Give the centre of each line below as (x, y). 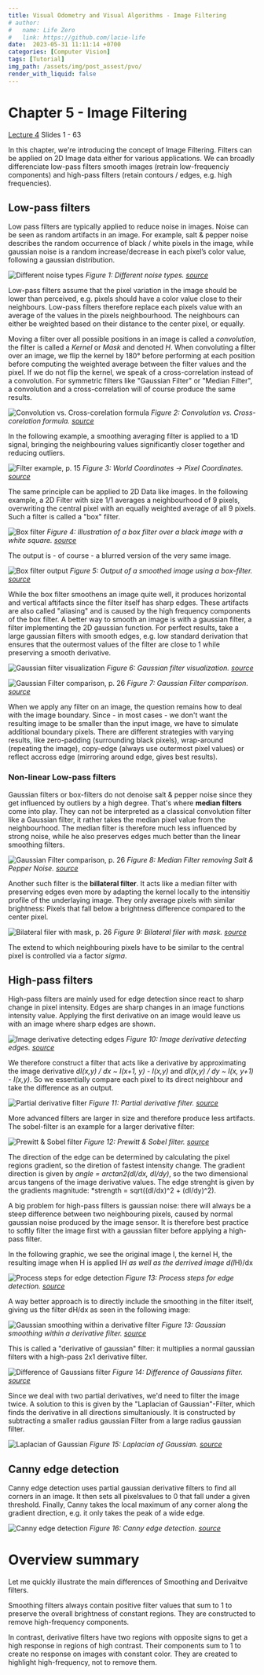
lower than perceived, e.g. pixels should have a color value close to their (125, 299)
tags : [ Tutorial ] (37, 60)
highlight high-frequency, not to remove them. (82, 1662)
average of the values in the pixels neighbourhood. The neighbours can (124, 316)
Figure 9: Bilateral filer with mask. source (180, 932)
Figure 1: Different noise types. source (147, 275)
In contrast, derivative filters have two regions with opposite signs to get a (128, 1637)
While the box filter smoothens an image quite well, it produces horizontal (127, 595)
